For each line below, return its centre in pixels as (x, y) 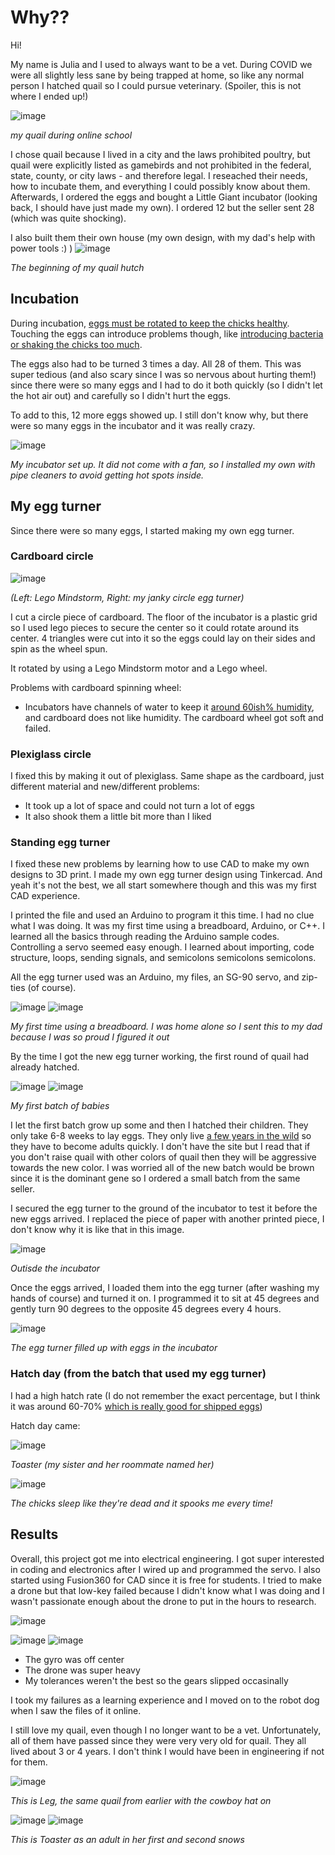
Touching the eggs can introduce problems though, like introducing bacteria (167, 333)
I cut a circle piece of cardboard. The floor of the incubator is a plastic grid (164, 617)
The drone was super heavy (82, 1670)
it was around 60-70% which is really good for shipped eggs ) (136, 1406)
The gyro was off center (74, 1659)
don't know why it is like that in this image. (97, 1230)
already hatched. (45, 1067)
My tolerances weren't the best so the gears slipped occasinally (156, 1680)
